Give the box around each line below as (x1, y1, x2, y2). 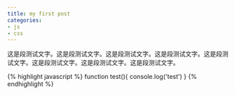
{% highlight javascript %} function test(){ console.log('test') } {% (7, 73, 198, 81)
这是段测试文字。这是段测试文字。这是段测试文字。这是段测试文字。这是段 (7, 50, 222, 58)
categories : (7, 17, 42, 24)
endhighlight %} (7, 80, 54, 88)
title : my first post (7, 10, 71, 17)
